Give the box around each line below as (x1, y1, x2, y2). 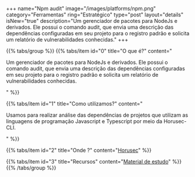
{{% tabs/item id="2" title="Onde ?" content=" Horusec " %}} (6, 147, 152, 154)
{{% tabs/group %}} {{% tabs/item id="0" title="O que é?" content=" (6, 47, 173, 55)
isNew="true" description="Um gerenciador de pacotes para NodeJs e (6, 18, 177, 24)
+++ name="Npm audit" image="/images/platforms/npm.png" (6, 5, 156, 12)
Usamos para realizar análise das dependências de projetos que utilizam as (6, 111, 189, 118)
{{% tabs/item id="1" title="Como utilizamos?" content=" (6, 100, 143, 107)
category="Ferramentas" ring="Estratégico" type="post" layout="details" (6, 11, 183, 18)
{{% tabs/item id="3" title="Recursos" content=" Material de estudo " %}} (6, 158, 182, 165)
